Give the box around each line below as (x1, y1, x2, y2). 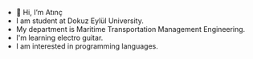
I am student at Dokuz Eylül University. (15, 16, 145, 26)
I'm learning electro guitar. (15, 33, 104, 42)
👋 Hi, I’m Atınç (15, 8, 63, 17)
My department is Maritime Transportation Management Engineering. (15, 25, 246, 33)
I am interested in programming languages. (15, 41, 158, 51)
